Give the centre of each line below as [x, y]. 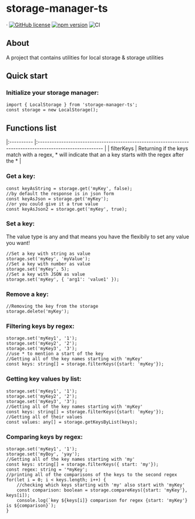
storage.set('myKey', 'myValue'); [48, 259]
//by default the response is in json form [60, 194]
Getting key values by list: [44, 379]
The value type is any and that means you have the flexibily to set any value [98, 237]
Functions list [31, 128]
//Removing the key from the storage [52, 307]
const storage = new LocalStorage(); [52, 110]
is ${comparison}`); [31, 506]
